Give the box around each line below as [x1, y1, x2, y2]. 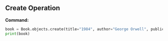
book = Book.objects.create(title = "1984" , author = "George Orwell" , [5, 27, 149, 32]
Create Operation [5, 4, 60, 12]
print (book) [5, 31, 30, 36]
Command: [5, 17, 29, 23]
